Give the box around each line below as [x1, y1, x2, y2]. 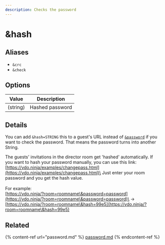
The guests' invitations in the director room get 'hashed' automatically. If [5, 154, 154, 160]
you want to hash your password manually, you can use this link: [5, 159, 137, 165]
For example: [5, 186, 32, 192]
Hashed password [29, 104, 72, 111]
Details [5, 121, 27, 129]
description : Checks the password [5, 7, 77, 12]
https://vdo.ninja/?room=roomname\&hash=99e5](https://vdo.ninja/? [6, 201, 147, 207]
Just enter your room [102, 170, 145, 176]
